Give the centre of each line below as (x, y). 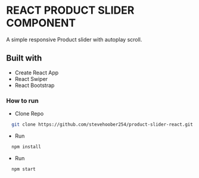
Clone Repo (29, 114)
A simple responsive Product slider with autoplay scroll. (74, 39)
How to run (22, 101)
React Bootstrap (35, 85)
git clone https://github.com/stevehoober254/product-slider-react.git (102, 125)
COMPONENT (41, 23)
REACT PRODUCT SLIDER (70, 10)
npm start (24, 169)
